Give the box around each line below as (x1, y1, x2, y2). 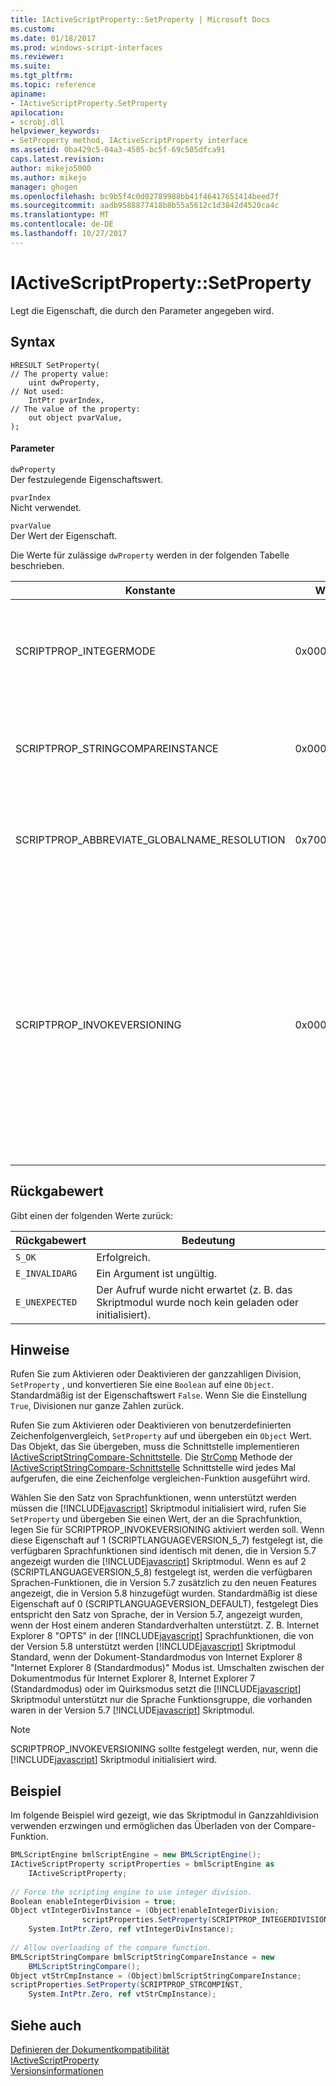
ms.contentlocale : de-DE (10, 219, 114, 230)
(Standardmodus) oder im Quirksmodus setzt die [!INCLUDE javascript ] (10, 1683, 302, 1695)
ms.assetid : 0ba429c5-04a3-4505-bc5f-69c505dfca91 (10, 145, 226, 155)
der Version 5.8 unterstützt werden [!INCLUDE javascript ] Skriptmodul (10, 1641, 296, 1653)
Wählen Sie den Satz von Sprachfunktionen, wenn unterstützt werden (10, 1492, 297, 1504)
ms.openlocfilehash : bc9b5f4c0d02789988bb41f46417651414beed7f (10, 191, 280, 201)
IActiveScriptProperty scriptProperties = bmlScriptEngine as (10, 1859, 275, 1870)
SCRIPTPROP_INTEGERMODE (15, 644, 156, 658)
